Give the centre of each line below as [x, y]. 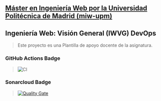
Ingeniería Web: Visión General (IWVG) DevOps [81, 33]
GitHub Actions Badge [33, 58]
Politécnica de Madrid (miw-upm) [59, 16]
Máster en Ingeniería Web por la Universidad [76, 8]
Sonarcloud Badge [28, 82]
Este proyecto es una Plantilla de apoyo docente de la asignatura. [85, 45]
